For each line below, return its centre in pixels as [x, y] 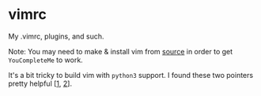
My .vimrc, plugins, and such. [56, 36]
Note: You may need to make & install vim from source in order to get [121, 51]
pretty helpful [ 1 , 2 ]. [40, 83]
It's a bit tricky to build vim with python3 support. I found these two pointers [131, 75]
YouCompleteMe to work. [45, 60]
